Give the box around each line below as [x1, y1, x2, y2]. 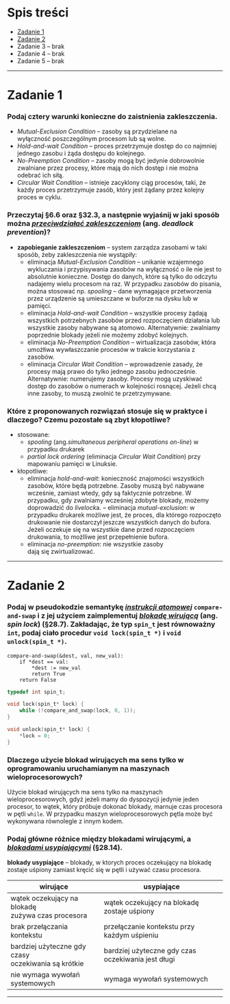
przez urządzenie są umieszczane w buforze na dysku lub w [27, 294, 199, 302]
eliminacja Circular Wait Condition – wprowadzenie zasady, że [27, 359, 203, 368]
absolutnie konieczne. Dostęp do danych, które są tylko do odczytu [27, 272, 218, 280]
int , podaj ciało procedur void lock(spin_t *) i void [7, 628, 181, 638]
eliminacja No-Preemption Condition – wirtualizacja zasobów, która [27, 338, 216, 346]
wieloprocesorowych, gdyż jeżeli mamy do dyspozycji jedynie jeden [7, 795, 199, 803]
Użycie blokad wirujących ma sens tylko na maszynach [7, 788, 163, 796]
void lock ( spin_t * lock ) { [7, 701, 84, 708]
